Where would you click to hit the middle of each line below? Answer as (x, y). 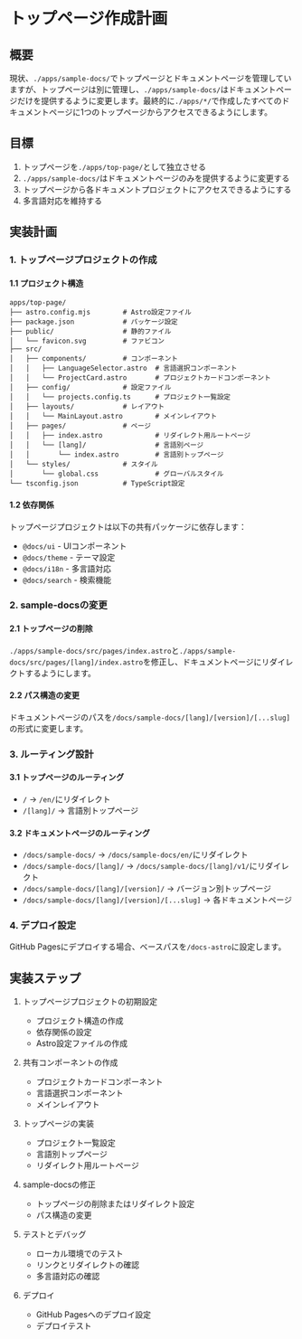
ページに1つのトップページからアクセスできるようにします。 (160, 112)
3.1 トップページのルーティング (67, 778)
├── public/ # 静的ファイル (90, 332)
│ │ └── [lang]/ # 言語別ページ (107, 445)
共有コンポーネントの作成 (70, 1062)
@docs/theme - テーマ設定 (69, 557)
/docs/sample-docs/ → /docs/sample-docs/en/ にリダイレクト (135, 854)
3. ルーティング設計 (52, 754)
